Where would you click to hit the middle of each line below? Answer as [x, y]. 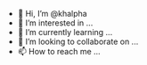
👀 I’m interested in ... [55, 23]
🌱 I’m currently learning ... [65, 32]
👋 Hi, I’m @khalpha [52, 14]
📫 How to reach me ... [59, 51]
